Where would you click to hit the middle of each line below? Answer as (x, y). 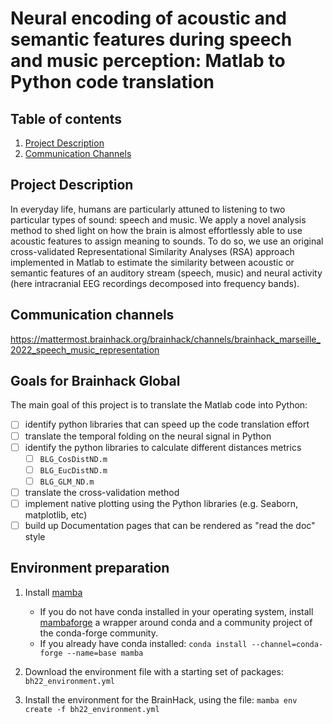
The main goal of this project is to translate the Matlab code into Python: (159, 405)
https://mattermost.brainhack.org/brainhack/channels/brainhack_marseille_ (165, 339)
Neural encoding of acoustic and (148, 18)
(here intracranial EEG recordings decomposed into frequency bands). (155, 283)
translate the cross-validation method (102, 492)
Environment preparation (90, 568)
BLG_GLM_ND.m (67, 482)
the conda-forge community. (98, 633)
